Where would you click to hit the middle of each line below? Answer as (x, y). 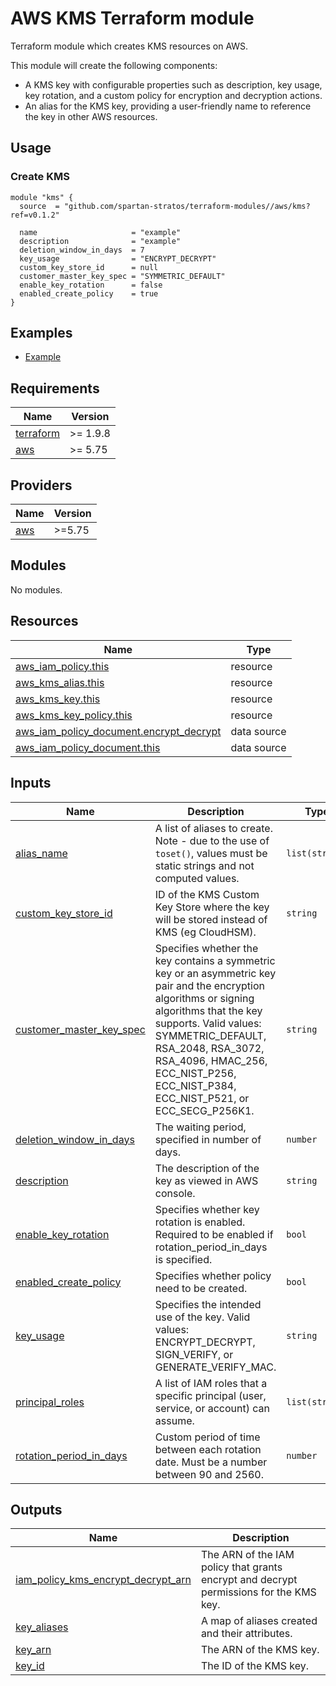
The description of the (207, 1168)
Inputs (31, 783)
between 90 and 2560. (209, 1474)
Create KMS (40, 177)
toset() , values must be (211, 853)
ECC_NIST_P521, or (202, 1098)
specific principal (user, (210, 1395)
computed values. (197, 878)
